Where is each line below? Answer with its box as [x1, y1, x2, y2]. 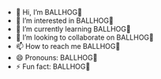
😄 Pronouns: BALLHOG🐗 [15, 53, 98, 62]
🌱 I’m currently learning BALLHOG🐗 [15, 24, 132, 33]
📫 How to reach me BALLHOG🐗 [15, 42, 121, 51]
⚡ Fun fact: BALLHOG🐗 [15, 62, 91, 71]
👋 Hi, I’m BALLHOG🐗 [15, 8, 83, 17]
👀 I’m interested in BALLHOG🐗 [15, 16, 114, 25]
